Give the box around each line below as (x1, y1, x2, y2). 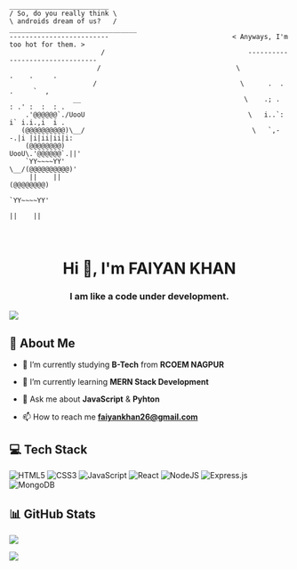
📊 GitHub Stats (9, 506, 96, 522)
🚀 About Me (9, 336, 76, 351)
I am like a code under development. (69, 290, 229, 303)
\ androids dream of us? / (9, 17, 117, 26)
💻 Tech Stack (9, 442, 88, 457)
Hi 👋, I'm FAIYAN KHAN (62, 258, 237, 279)
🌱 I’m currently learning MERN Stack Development (21, 377, 209, 387)
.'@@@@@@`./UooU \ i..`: (25, 110, 285, 119)
